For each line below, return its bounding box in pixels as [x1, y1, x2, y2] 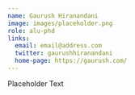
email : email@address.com [15, 42, 103, 50]
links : [7, 34, 30, 43]
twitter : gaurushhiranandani [15, 49, 113, 57]
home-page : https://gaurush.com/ [15, 57, 128, 65]
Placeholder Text [7, 78, 64, 89]
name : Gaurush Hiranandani [7, 11, 99, 20]
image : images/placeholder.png [7, 19, 113, 27]
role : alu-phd [7, 27, 56, 35]
